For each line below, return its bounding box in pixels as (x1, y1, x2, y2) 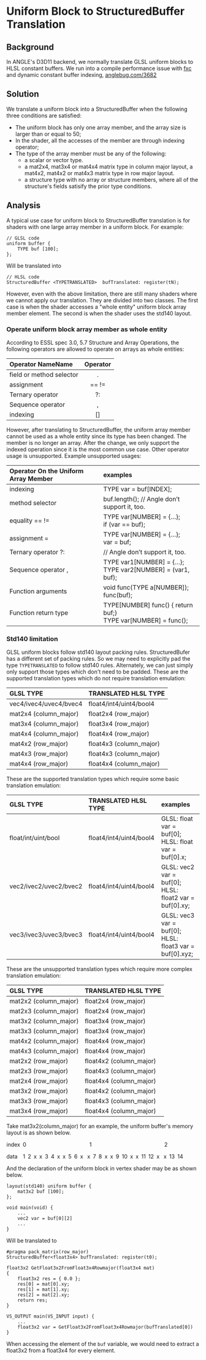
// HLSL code (6, 273, 40, 280)
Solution (6, 89, 39, 100)
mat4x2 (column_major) (9, 1037, 79, 1045)
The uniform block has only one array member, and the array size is (15, 124, 186, 131)
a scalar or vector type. (24, 156, 84, 163)
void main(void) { (6, 1205, 53, 1211)
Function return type (9, 608, 69, 617)
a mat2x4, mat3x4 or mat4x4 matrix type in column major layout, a (24, 163, 193, 170)
